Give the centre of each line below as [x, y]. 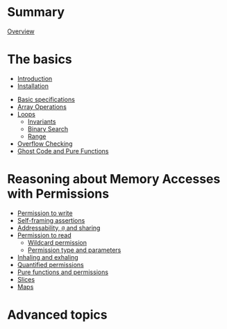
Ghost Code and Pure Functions [63, 151]
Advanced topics [57, 315]
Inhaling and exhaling [48, 257]
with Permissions [58, 194]
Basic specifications [46, 99]
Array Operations [42, 107]
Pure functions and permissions [63, 272]
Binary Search [48, 128]
